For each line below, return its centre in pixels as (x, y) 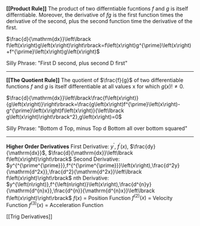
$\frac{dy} (143, 146)
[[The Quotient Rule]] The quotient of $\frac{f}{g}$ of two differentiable (95, 80)
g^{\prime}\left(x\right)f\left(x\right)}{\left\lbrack (65, 110)
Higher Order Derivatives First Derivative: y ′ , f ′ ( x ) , (68, 146)
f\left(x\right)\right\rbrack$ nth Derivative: (57, 178)
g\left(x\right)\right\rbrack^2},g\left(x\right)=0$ (64, 117)
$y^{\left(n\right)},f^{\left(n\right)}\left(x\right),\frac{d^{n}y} (79, 184)
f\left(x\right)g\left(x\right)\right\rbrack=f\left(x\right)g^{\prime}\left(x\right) (99, 45)
